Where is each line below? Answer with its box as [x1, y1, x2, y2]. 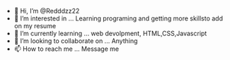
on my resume [13, 22, 57, 30]
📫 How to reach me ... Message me [13, 44, 119, 53]
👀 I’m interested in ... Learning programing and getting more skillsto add [13, 14, 223, 23]
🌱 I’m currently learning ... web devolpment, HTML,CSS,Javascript [13, 29, 207, 37]
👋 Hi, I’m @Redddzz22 [13, 7, 80, 15]
